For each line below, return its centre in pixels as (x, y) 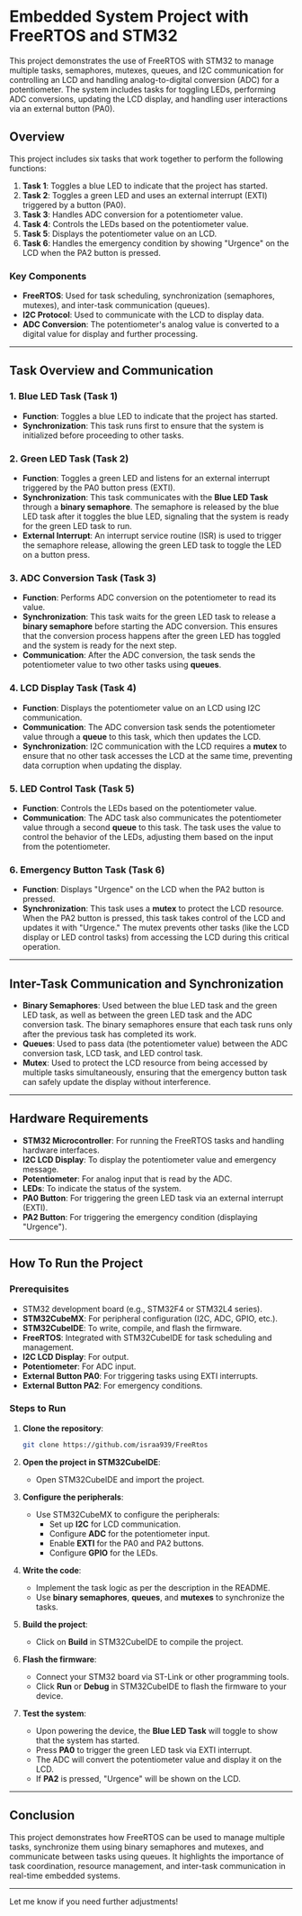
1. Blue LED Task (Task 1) (64, 397)
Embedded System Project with (129, 17)
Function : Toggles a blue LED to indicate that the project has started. (150, 415)
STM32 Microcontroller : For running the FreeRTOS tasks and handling (153, 1140)
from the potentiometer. (66, 846)
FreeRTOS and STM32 (93, 36)
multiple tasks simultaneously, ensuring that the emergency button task (155, 1072)
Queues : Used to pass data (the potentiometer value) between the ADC (155, 1044)
